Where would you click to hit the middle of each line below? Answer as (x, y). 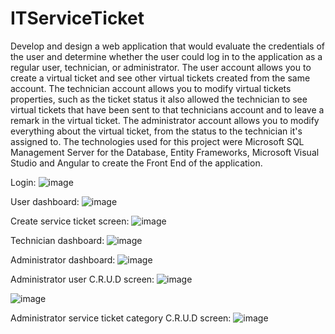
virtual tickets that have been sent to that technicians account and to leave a (167, 109)
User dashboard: (45, 201)
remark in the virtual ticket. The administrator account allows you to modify (165, 120)
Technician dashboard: (57, 240)
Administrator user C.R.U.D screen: (82, 279)
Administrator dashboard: (63, 259)
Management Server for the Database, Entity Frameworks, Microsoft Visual (165, 152)
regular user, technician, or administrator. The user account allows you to (161, 67)
